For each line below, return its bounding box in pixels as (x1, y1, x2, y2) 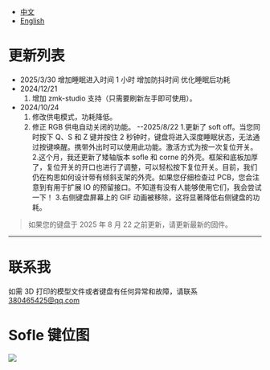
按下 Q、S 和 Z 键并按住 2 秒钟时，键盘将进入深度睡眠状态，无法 (39, 132, 253, 142)
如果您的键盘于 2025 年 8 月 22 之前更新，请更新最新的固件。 (27, 220, 233, 229)
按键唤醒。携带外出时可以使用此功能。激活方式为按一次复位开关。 (39, 142, 258, 151)
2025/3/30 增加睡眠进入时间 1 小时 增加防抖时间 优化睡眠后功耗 (19, 75, 231, 84)
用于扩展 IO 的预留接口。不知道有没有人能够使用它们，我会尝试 (53, 182, 262, 191)
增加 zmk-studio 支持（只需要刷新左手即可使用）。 (31, 93, 197, 103)
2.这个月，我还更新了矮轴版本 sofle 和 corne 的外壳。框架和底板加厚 (31, 152, 259, 162)
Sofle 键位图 (8, 327, 90, 344)
